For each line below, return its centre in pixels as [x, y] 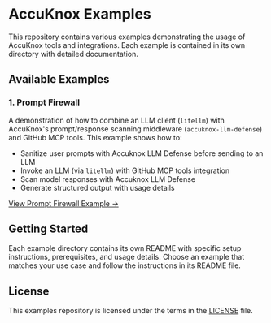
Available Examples [59, 79]
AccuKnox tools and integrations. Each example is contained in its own [127, 45]
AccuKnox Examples [80, 14]
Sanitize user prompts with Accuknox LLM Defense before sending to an [142, 153]
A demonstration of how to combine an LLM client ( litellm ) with [117, 120]
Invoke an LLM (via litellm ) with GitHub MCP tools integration [125, 170]
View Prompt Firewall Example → [64, 203]
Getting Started [48, 229]
